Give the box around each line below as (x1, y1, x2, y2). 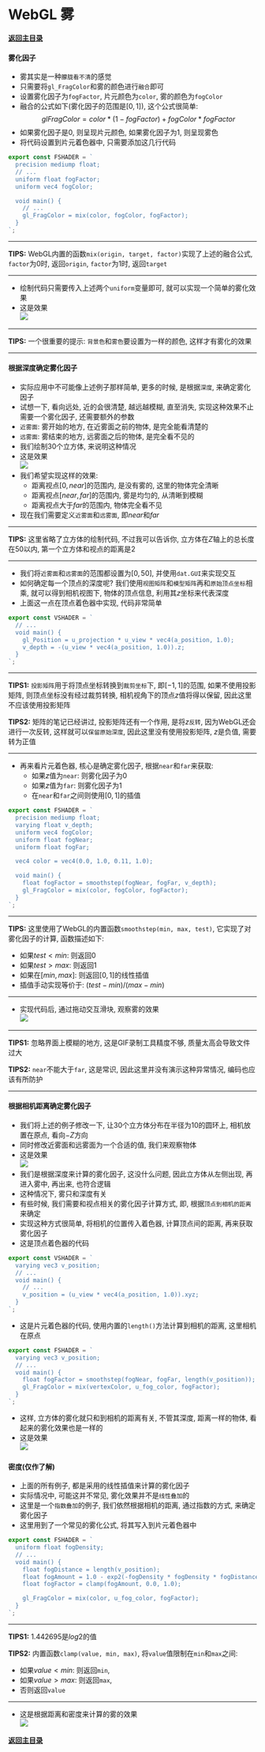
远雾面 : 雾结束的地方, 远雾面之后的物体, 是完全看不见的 (19, 432, 195, 442)
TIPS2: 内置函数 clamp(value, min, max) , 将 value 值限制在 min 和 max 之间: (8, 1649, 238, 1658)
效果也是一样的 (54, 1423, 103, 1432)
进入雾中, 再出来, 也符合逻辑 (19, 1179, 111, 1188)
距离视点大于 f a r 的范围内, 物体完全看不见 (31, 501, 163, 510)
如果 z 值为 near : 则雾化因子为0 (31, 771, 128, 780)
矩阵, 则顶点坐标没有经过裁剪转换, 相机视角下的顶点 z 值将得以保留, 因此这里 (8, 690, 252, 700)
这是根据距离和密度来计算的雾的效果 (19, 1709, 138, 1719)
